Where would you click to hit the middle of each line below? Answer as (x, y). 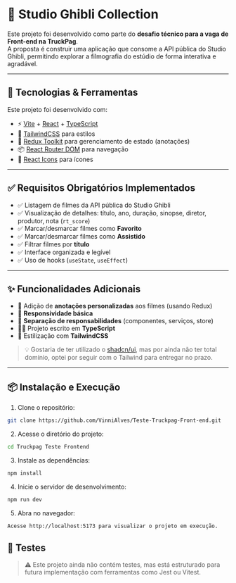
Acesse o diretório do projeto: (60, 434)
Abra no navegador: (46, 513)
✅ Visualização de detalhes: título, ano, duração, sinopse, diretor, (112, 213)
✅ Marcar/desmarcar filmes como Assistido (81, 236)
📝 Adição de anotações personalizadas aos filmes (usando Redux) (115, 306)
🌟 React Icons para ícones (55, 159)
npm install (25, 473)
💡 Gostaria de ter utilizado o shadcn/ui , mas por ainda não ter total (120, 350)
